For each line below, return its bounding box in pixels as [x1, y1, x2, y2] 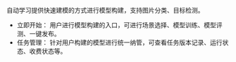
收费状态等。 [29, 47, 67, 55]
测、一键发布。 [16, 30, 61, 38]
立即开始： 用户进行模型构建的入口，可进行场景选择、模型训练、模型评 [16, 21, 223, 29]
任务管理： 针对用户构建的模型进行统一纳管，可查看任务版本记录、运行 [16, 38, 223, 47]
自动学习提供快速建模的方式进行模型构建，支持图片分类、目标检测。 [6, 6, 204, 14]
